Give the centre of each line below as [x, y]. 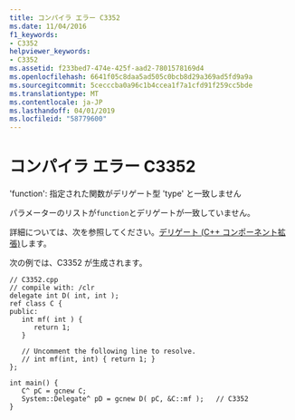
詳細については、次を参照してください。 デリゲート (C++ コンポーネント [144, 232]
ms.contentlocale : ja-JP [56, 102]
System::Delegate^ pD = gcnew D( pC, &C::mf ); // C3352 [135, 399]
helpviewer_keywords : [50, 52]
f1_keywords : [34, 34]
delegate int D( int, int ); [64, 296]
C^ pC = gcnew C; [54, 391]
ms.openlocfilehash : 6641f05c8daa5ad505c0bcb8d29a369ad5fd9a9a [131, 77]
